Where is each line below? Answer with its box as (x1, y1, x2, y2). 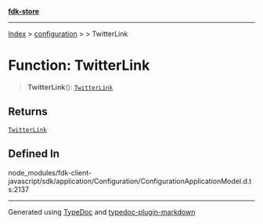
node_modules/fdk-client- (8, 168, 92, 177)
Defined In (8, 147, 60, 161)
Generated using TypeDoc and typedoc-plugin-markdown (8, 207, 196, 216)
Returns (8, 105, 49, 118)
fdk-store (8, 7, 40, 16)
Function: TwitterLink (8, 56, 150, 74)
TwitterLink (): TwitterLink (27, 82, 113, 92)
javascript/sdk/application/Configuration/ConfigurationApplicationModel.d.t (8, 176, 252, 186)
